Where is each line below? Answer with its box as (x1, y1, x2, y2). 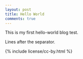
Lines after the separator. (5, 39, 55, 45)
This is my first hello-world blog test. (5, 30, 79, 36)
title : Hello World (5, 12, 45, 17)
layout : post (5, 7, 32, 12)
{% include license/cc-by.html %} (5, 48, 73, 54)
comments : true (5, 16, 36, 21)
